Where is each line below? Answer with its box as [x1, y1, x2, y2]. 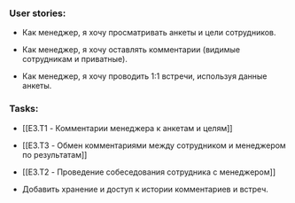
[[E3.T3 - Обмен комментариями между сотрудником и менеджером [21, 140, 286, 151]
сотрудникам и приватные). [21, 54, 128, 65]
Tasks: [9, 103, 39, 115]
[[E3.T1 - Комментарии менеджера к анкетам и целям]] [21, 122, 233, 133]
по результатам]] [21, 149, 88, 160]
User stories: [9, 7, 66, 20]
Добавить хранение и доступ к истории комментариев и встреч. [21, 183, 268, 194]
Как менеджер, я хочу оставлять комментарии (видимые [21, 44, 241, 55]
